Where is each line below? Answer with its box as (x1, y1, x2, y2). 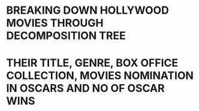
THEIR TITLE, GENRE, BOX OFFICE (6, 56, 179, 70)
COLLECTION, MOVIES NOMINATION (6, 69, 194, 82)
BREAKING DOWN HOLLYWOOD (6, 4, 169, 17)
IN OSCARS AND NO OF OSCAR (6, 82, 165, 95)
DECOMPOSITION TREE (6, 29, 126, 42)
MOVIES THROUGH (6, 16, 104, 30)
